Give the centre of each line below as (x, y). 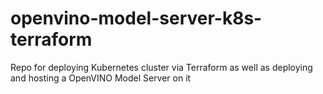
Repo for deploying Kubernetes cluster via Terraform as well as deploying (161, 67)
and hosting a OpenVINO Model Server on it (101, 78)
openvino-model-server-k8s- (136, 18)
